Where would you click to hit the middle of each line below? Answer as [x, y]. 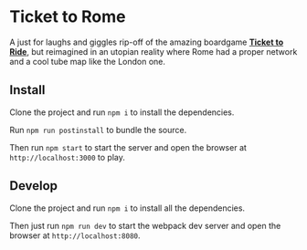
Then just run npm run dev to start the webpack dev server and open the [145, 225]
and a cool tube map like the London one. [88, 61]
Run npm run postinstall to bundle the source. [98, 130]
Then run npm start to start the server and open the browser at [128, 147]
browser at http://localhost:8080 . [75, 235]
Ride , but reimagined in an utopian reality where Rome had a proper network [153, 51]
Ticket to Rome [68, 17]
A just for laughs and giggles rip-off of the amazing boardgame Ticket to [147, 42]
